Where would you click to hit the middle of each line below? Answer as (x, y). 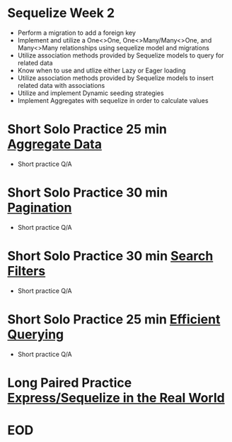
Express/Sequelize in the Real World (116, 398)
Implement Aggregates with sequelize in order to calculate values (113, 100)
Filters (27, 271)
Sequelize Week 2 (61, 13)
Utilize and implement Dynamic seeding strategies (91, 93)
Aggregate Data (55, 144)
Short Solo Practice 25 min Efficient (114, 319)
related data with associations (61, 85)
